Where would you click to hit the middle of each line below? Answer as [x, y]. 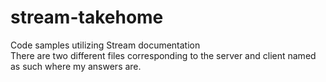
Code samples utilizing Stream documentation [105, 45]
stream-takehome [87, 17]
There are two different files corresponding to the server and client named [163, 55]
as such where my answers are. [76, 66]
